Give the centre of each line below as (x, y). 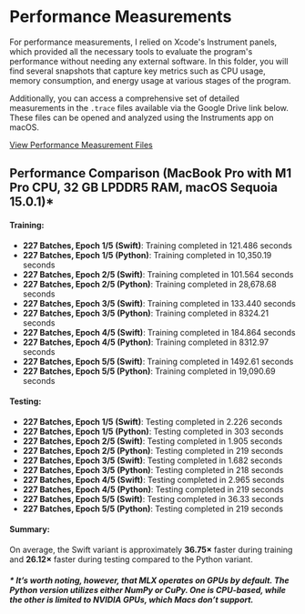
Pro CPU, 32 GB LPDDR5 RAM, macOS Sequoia (143, 188)
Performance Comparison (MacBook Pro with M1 (151, 173)
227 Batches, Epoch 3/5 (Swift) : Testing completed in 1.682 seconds (152, 460)
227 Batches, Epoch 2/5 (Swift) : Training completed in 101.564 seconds (158, 274)
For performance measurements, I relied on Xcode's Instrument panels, (143, 42)
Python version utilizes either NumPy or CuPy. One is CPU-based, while (148, 589)
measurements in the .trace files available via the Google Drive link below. (149, 107)
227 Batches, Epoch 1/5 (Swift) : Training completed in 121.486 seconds (158, 245)
